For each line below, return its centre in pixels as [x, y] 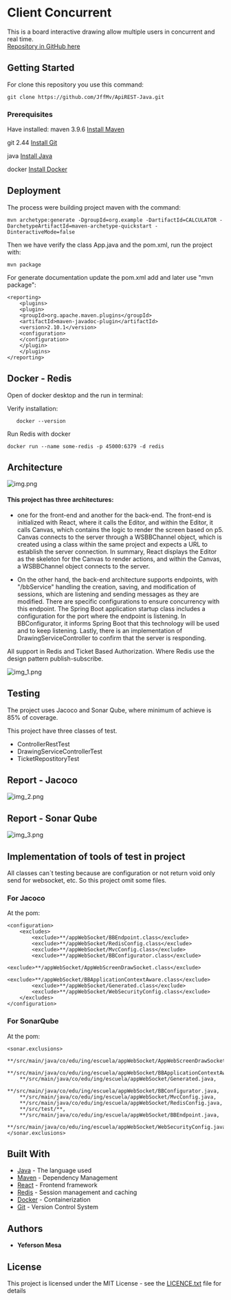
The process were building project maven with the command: [94, 207]
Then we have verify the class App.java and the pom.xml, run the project [110, 245]
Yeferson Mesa [39, 1245]
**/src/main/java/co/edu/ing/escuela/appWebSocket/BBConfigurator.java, [113, 1091]
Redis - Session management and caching [77, 1192]
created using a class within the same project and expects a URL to [112, 544]
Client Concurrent [59, 13]
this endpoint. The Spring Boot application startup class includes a [111, 608]
